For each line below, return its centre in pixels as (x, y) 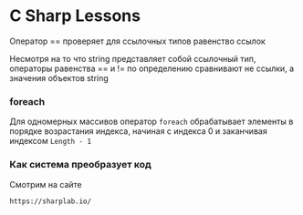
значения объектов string (59, 77)
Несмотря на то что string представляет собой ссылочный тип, (133, 58)
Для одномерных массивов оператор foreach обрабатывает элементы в (151, 122)
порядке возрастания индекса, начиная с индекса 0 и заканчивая (138, 131)
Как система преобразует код (81, 165)
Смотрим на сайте (46, 184)
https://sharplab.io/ (51, 201)
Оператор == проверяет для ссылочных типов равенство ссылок (138, 41)
